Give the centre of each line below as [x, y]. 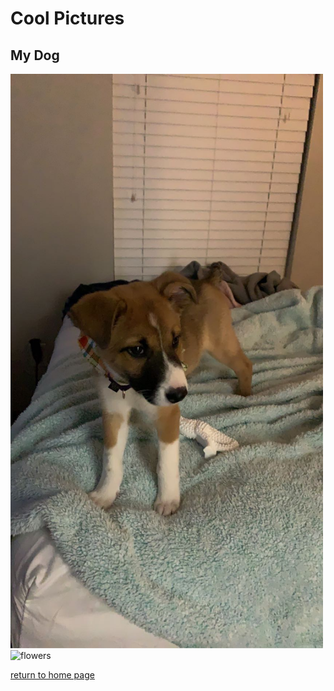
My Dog [35, 55]
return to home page [52, 675]
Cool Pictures [67, 18]
